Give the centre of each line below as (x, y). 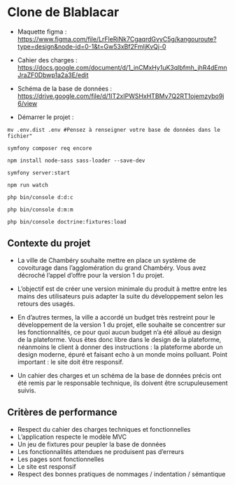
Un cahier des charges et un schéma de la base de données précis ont (119, 375)
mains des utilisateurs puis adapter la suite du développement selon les (120, 296)
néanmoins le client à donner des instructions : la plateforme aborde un (120, 347)
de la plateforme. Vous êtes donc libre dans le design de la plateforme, (119, 339)
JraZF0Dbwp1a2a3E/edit (53, 75)
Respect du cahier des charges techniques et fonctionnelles (104, 429)
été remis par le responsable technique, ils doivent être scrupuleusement (122, 383)
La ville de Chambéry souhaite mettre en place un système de (106, 260)
